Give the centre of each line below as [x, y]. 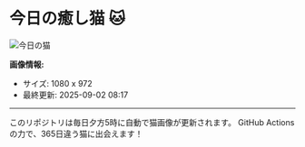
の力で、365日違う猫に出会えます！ [76, 133]
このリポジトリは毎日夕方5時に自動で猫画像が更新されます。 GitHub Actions [152, 122]
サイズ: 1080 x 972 [57, 83]
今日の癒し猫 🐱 [67, 18]
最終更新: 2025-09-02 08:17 [75, 95]
